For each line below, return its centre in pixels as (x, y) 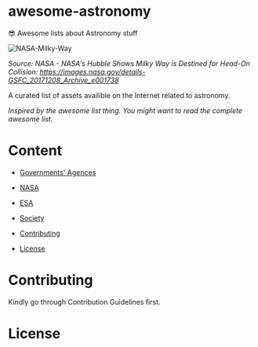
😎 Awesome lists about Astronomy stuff (73, 33)
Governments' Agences (58, 172)
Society (32, 217)
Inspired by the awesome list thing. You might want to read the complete (125, 110)
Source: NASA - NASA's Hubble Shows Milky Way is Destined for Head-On (129, 63)
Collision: (23, 71)
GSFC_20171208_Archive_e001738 (64, 80)
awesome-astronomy (80, 11)
